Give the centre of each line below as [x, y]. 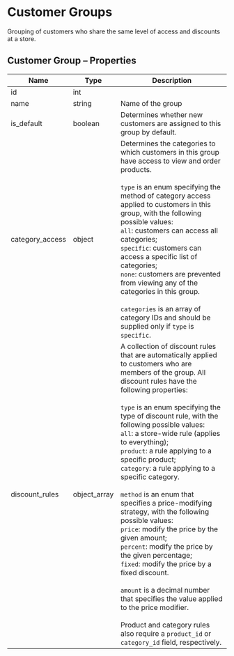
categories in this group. [161, 291]
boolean [86, 123]
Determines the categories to [168, 143]
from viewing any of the [159, 283]
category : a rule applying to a [168, 468]
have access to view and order [171, 161]
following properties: [154, 389]
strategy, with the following [165, 511]
